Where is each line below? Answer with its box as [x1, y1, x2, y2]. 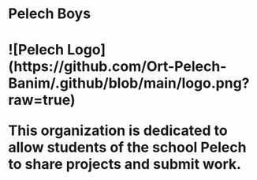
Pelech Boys [8, 5, 91, 23]
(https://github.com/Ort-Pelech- [8, 58, 227, 76]
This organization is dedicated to [8, 122, 228, 140]
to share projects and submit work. [8, 156, 242, 174]
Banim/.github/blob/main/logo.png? [8, 74, 250, 92]
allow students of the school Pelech [8, 139, 247, 156]
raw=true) [8, 92, 76, 109]
